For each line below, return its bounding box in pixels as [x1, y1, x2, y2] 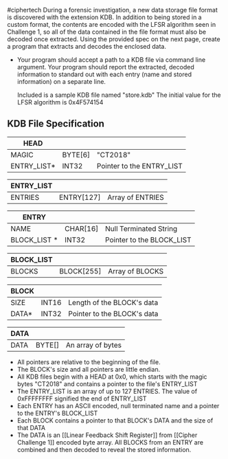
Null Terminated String [105, 223, 178, 233]
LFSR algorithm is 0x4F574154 [16, 98, 104, 106]
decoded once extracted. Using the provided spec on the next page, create [7, 35, 221, 43]
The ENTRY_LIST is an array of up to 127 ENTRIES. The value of [16, 387, 198, 395]
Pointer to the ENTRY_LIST [96, 161, 183, 170]
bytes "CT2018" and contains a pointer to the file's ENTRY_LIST [16, 379, 198, 388]
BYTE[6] [62, 150, 91, 159]
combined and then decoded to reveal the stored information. [16, 445, 192, 454]
